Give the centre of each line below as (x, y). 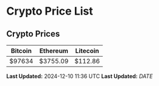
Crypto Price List (50, 11)
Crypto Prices (33, 34)
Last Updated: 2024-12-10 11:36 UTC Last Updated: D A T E (80, 76)
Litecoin (87, 51)
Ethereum (54, 51)
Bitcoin (21, 51)
